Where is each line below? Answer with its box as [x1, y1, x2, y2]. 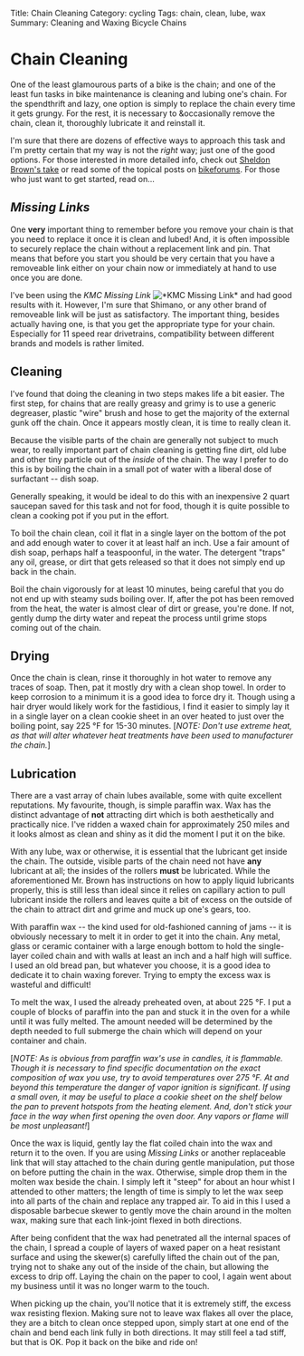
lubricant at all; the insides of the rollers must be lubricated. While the [10, 866, 271, 877]
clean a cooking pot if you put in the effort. [10, 509, 170, 520]
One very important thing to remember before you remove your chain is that [10, 224, 294, 235]
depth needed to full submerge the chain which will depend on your [10, 1026, 263, 1037]
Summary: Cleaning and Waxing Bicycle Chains [10, 17, 187, 28]
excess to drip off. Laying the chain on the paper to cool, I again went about [10, 1271, 292, 1282]
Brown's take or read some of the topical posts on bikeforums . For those [10, 163, 280, 175]
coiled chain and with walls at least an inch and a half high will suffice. [31, 951, 292, 962]
